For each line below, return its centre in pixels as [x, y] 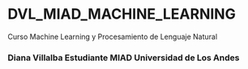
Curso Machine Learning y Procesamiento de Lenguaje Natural [113, 37]
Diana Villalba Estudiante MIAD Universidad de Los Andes [124, 58]
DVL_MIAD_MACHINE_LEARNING [122, 14]
